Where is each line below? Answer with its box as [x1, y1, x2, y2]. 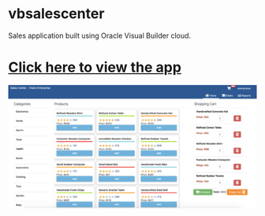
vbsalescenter [8, 5, 105, 23]
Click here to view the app [8, 58, 181, 76]
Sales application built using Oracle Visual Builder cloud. [8, 31, 192, 40]
